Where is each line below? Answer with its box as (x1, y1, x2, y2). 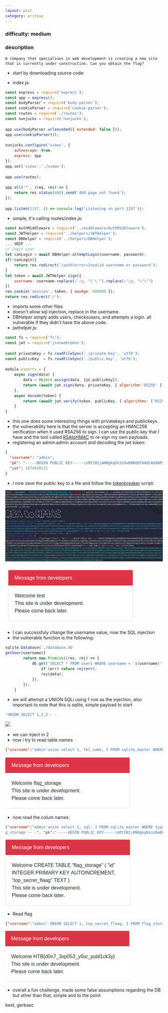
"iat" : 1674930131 (9, 465, 48, 471)
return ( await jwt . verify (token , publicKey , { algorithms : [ (23, 399, 153, 404)
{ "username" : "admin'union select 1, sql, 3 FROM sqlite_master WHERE (5, 825, 153, 830)
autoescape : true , (14, 148, 52, 153)
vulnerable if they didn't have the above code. (12, 319, 107, 325)
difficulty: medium (5, 31, 51, 38)
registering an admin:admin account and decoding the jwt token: (12, 439, 146, 446)
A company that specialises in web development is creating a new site (5, 56, 157, 61)
